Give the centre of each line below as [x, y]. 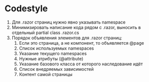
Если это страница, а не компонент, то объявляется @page [82, 43]
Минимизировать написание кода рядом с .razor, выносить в [76, 27]
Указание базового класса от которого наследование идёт [81, 64]
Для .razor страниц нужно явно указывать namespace [69, 22]
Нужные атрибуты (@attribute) [51, 58]
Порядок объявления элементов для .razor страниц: [67, 38]
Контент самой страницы [46, 74]
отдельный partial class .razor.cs [45, 32]
